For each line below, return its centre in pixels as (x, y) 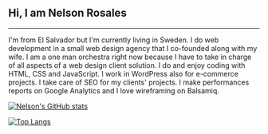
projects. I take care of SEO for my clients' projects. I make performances (129, 82)
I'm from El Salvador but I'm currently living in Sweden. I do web (114, 40)
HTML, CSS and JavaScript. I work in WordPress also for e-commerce (124, 73)
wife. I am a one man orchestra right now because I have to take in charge (130, 57)
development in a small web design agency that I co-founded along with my (133, 48)
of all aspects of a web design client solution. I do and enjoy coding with (127, 65)
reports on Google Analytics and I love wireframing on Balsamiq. (114, 90)
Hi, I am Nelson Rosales (68, 13)
